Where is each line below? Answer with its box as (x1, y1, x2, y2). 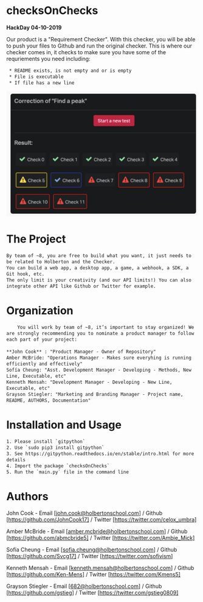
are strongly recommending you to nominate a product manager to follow (6, 330, 194, 337)
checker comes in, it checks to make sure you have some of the (6, 48, 166, 55)
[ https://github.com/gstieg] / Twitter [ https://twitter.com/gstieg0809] (6, 589, 179, 597)
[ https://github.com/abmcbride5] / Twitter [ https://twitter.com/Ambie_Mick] (6, 534, 195, 542)
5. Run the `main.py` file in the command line (6, 469, 129, 475)
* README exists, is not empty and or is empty (9, 68, 132, 74)
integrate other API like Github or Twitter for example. (6, 283, 156, 289)
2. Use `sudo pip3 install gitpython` (6, 445, 105, 451)
